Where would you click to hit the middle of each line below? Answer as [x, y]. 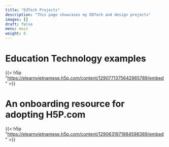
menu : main [17, 29]
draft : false [19, 24]
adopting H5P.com [45, 115]
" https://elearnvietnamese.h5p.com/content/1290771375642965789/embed [84, 78]
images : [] [17, 19]
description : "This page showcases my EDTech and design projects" [78, 15]
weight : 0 [16, 33]
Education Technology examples [76, 59]
